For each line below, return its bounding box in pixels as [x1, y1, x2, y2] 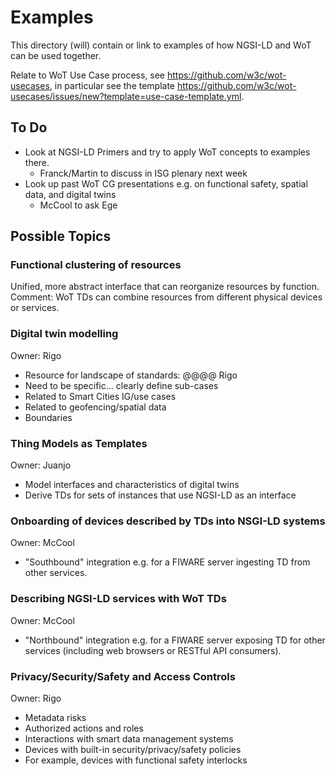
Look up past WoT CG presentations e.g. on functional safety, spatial [24, 177, 308, 190]
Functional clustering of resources [10, 258, 182, 272]
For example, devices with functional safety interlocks [24, 754, 248, 766]
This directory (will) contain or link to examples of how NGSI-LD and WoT [10, 39, 312, 51]
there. [24, 156, 50, 168]
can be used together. [10, 49, 102, 61]
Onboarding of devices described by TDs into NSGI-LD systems [10, 514, 326, 528]
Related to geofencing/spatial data [24, 401, 167, 413]
